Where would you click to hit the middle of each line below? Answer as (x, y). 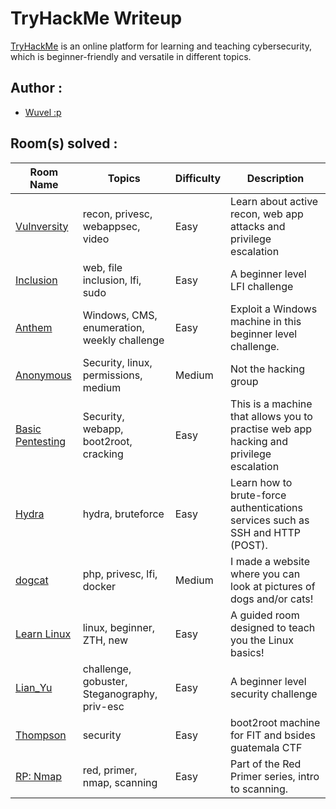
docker (99, 586)
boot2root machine (275, 722)
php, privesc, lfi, (120, 574)
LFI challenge (262, 286)
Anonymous (43, 375)
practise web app (271, 429)
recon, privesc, (117, 214)
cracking (103, 454)
